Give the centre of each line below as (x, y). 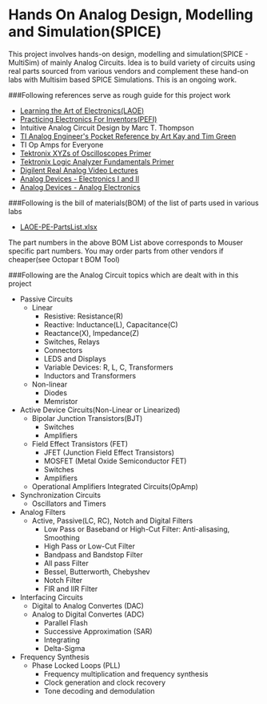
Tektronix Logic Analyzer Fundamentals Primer (97, 161)
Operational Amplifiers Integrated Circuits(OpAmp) (115, 486)
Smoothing (62, 537)
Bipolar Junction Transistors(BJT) (87, 418)
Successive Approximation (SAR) (98, 631)
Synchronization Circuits (60, 495)
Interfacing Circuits (52, 597)
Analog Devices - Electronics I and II (80, 179)
